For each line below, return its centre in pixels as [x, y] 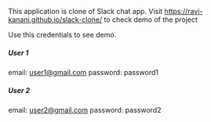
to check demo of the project [151, 20]
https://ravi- [184, 11]
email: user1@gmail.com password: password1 [84, 72]
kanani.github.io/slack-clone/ [55, 20]
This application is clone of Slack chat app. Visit [85, 11]
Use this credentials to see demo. [62, 35]
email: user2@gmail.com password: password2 [85, 109]
